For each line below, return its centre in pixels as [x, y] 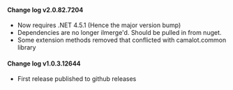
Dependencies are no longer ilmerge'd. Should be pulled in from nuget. [119, 33]
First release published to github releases [77, 79]
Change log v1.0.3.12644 [44, 63]
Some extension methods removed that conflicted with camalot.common [122, 40]
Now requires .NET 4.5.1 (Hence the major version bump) [99, 25]
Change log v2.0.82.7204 [45, 10]
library [27, 47]
